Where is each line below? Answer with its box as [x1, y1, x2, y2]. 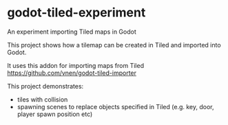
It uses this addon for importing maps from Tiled [7, 61, 145, 69]
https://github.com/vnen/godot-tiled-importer [7, 69, 136, 77]
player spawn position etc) [17, 110, 93, 118]
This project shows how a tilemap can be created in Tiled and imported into [7, 41, 222, 49]
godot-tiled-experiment [7, 5, 146, 21]
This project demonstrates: [7, 82, 84, 90]
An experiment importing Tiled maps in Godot [7, 27, 136, 36]
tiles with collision [17, 95, 68, 104]
